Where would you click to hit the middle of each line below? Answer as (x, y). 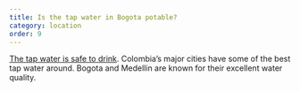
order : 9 (25, 34)
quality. (23, 78)
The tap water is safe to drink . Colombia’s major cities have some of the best (150, 59)
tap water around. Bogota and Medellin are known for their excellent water (146, 68)
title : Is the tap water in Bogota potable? (93, 17)
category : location (46, 26)
